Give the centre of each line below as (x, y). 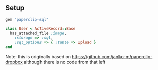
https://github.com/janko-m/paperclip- (112, 57)
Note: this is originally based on (38, 57)
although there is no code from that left (65, 62)
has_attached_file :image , (38, 33)
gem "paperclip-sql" (27, 19)
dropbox (14, 62)
